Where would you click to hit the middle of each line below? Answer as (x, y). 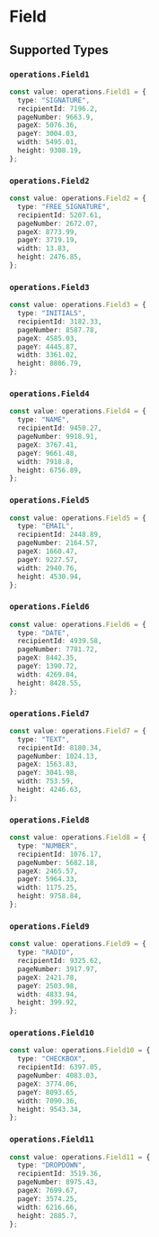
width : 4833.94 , (48, 994)
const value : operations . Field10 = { (80, 1051)
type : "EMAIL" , (46, 526)
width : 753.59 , (46, 781)
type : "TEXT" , (44, 739)
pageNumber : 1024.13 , (58, 756)
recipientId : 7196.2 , (58, 109)
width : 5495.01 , (48, 142)
